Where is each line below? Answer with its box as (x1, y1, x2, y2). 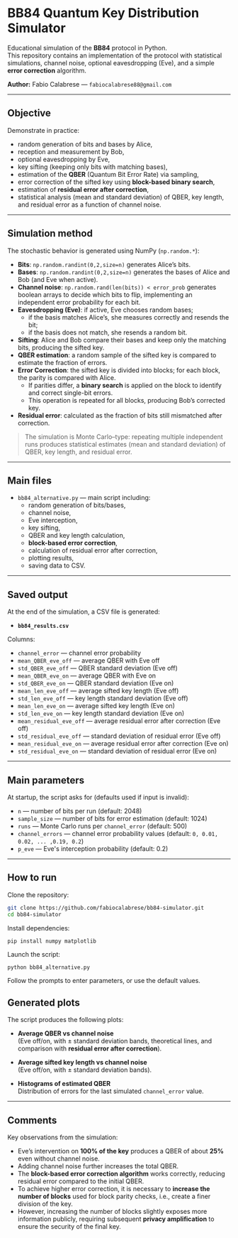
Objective (7, 107, 52, 119)
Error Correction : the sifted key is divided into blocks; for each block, (17, 366, 221, 374)
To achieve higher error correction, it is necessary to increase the (17, 1185, 210, 1193)
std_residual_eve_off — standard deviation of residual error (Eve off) (17, 732, 221, 740)
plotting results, (28, 554, 74, 563)
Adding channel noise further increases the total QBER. (17, 1162, 179, 1171)
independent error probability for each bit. (17, 298, 141, 306)
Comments (7, 1114, 57, 1126)
